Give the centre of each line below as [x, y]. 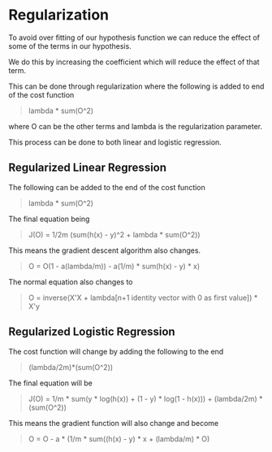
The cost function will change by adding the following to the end [116, 351]
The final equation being [49, 219]
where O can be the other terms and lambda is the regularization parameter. [136, 126]
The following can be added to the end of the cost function [107, 187]
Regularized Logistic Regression [92, 332]
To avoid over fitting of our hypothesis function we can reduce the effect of [134, 37]
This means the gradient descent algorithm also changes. [105, 250]
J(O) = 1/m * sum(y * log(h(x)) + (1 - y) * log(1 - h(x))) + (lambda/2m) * [145, 398]
